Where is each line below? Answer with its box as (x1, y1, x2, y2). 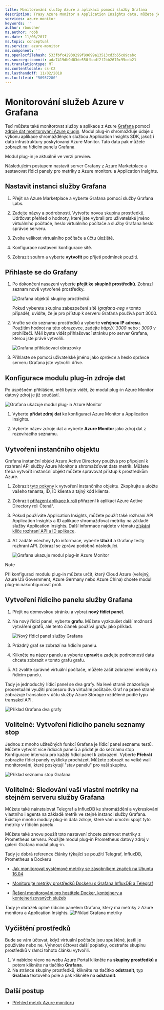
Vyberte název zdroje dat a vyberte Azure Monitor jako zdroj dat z (12, 426, 146, 432)
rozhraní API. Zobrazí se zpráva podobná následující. (12, 543, 119, 549)
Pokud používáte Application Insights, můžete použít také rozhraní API (12, 512, 154, 518)
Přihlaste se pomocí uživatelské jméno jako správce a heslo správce (12, 354, 149, 360)
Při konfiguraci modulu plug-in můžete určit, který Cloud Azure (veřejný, (5, 571, 150, 577)
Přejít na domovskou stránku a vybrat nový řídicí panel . (12, 609, 124, 615)
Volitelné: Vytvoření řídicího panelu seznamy (5, 720, 145, 729)
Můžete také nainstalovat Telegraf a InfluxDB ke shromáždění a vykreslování (5, 806, 159, 812)
